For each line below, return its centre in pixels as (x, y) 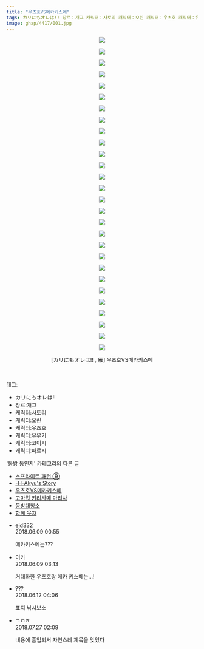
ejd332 (24, 525)
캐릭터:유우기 (31, 435)
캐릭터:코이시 (31, 443)
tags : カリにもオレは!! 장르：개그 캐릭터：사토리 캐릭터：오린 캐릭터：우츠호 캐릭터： (101, 18)
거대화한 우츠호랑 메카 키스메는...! (55, 577)
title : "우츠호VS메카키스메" (38, 12)
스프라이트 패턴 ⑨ (38, 477)
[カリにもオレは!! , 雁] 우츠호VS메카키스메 (102, 360)
